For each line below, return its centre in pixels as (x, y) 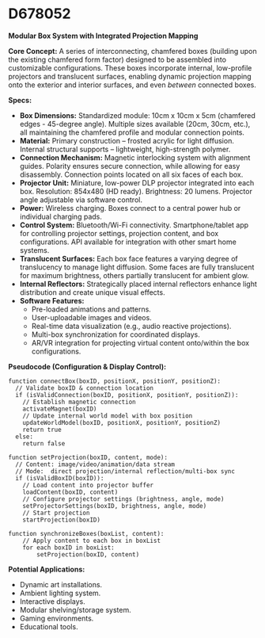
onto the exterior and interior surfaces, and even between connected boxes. (132, 85)
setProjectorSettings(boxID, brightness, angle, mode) (115, 506)
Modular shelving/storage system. (76, 609)
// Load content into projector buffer (88, 485)
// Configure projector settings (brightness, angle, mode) (123, 499)
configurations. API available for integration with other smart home (128, 242)
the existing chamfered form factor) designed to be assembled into (117, 59)
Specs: (20, 100)
